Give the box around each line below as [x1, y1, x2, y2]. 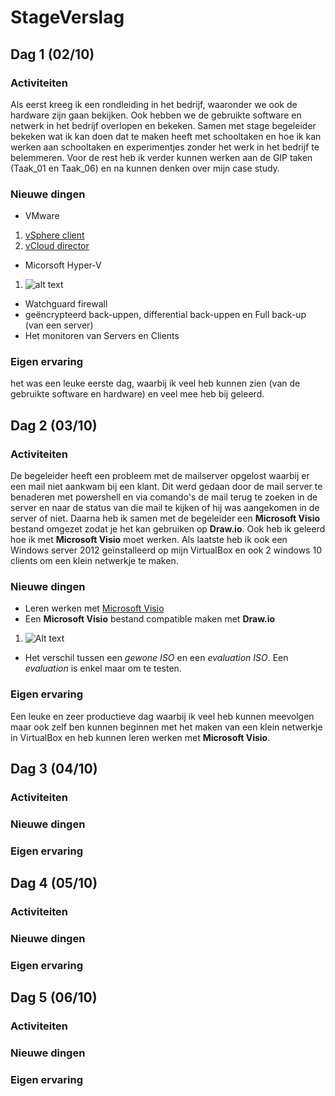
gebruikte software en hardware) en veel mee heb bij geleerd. [10, 388, 265, 400]
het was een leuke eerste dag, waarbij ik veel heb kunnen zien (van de [10, 377, 301, 390]
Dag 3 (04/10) [10, 761, 98, 778]
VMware [24, 210, 60, 222]
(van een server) [24, 319, 94, 331]
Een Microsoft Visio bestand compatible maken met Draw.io [24, 613, 276, 625]
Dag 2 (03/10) [10, 417, 98, 434]
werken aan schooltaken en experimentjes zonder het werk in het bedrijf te [10, 141, 320, 153]
